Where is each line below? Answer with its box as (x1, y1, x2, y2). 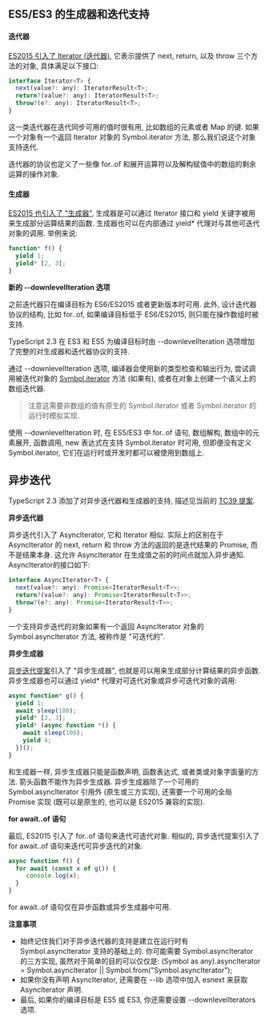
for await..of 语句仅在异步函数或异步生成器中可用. (8, 903, 172, 912)
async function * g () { (8, 692, 84, 700)
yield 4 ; (22, 737, 52, 745)
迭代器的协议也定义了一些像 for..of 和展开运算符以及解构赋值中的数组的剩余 (8, 159, 257, 168)
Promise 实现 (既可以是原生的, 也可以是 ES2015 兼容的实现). (8, 797, 206, 806)
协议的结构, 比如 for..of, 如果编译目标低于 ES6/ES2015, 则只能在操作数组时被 (8, 309, 259, 319)
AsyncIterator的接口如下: (8, 560, 90, 570)
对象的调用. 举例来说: (8, 228, 78, 238)
